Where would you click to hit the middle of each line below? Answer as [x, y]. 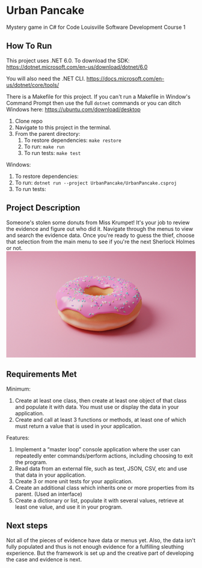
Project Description [43, 208]
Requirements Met [41, 374]
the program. [31, 462]
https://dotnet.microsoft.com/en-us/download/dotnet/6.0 [77, 67]
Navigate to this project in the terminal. [63, 127]
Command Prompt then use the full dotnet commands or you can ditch [94, 103]
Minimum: [19, 389]
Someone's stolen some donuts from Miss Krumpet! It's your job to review [98, 222]
